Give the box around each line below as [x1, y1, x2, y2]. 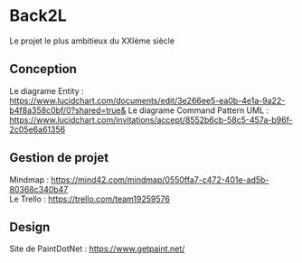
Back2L [9, 5, 67, 26]
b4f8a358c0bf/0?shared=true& [9, 105, 127, 116]
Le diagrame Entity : [9, 85, 84, 96]
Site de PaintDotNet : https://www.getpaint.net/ [9, 243, 185, 254]
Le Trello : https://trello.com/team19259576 [9, 193, 170, 204]
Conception [9, 61, 77, 77]
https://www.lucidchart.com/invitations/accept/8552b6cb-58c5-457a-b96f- [9, 114, 293, 125]
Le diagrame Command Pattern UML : [127, 105, 269, 116]
